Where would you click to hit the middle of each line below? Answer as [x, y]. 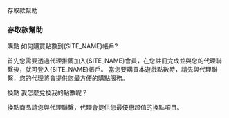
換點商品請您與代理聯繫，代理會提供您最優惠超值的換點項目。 [95, 108]
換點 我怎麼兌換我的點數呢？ [47, 93]
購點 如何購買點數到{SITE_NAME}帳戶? [63, 46]
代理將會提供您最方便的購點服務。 [80, 78]
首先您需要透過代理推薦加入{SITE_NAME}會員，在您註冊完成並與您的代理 [112, 61]
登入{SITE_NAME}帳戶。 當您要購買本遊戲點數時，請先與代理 [125, 70]
